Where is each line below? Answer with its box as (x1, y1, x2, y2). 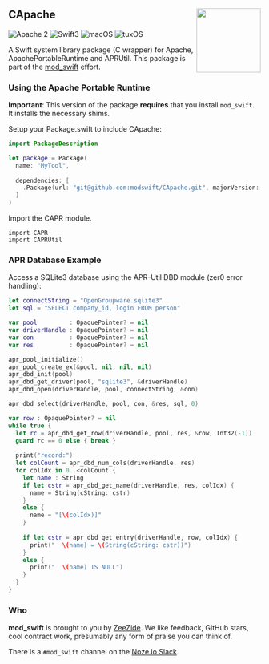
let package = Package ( (8, 154, 88, 162)
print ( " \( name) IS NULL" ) (29, 563, 124, 572)
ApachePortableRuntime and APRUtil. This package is (8, 53, 186, 63)
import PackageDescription (8, 140, 98, 148)
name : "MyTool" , (15, 161, 70, 169)
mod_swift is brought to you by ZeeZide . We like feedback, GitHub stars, (8, 623, 249, 633)
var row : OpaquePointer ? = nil (8, 414, 116, 422)
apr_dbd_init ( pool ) (8, 370, 74, 379)
